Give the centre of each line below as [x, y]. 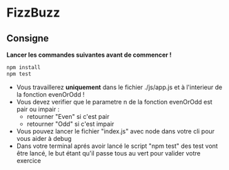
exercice [29, 160]
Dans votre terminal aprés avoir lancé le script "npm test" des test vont [117, 146]
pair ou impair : [38, 109]
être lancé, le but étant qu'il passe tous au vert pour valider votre [108, 153]
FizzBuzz [33, 13]
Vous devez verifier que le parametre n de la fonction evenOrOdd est [114, 102]
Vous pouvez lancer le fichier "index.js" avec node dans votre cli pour [116, 131]
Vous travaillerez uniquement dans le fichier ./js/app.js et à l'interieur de [119, 87]
